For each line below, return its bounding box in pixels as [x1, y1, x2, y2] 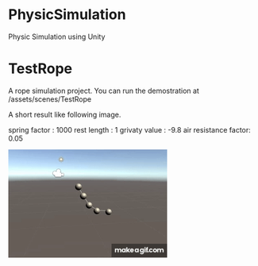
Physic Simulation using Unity [8, 32, 106, 41]
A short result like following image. [8, 110, 121, 119]
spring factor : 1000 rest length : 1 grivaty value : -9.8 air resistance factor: [8, 125, 252, 134]
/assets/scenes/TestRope [8, 94, 92, 104]
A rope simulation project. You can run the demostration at [8, 86, 200, 95]
